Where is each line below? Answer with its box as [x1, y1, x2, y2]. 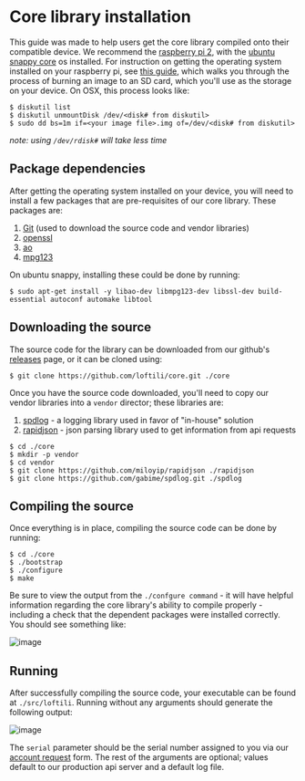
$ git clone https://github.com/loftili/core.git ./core [9, 371, 230, 380]
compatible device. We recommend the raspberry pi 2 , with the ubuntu [9, 46, 276, 57]
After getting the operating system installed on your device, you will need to [9, 185, 294, 196]
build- [258, 286, 283, 296]
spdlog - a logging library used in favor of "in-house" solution [22, 414, 254, 425]
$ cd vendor [9, 458, 55, 467]
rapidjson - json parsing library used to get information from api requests [22, 424, 297, 435]
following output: [9, 707, 73, 718]
